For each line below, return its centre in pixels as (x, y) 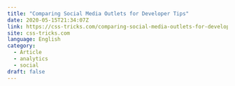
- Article (28, 53)
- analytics (31, 59)
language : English (34, 40)
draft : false (26, 71)
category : (22, 46)
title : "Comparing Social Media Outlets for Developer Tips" (98, 14)
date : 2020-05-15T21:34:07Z (48, 20)
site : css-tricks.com (39, 33)
